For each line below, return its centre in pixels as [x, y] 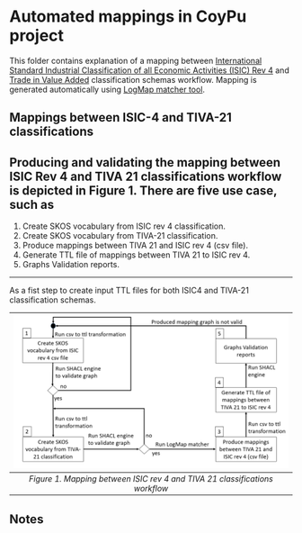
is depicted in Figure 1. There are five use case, [143, 190]
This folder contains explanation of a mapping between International [136, 60]
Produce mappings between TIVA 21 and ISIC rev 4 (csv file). [135, 246]
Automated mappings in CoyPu [128, 17]
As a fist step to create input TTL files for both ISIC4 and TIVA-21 [129, 291]
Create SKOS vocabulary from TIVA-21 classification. [120, 236]
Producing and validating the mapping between [145, 163]
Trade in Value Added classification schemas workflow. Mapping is [133, 79]
